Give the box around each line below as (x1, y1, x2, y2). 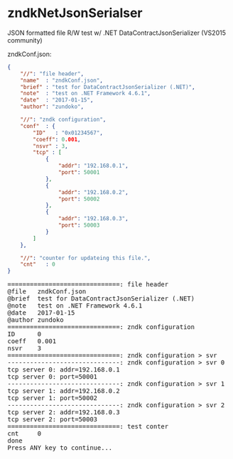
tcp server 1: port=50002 (7, 394, 98, 402)
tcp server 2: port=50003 (7, 416, 98, 423)
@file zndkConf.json (7, 288, 87, 296)
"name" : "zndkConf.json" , (20, 77, 103, 84)
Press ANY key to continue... (7, 444, 113, 452)
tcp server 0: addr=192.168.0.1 (7, 366, 120, 374)
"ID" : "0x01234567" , (33, 129, 103, 136)
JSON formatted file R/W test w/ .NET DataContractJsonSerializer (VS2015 (7, 28, 226, 37)
